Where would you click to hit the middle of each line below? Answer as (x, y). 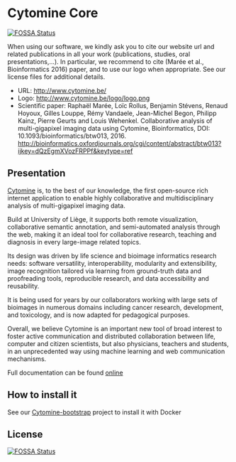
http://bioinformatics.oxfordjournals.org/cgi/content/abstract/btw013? (119, 143)
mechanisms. (27, 359)
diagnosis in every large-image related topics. (74, 242)
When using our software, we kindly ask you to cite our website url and (111, 46)
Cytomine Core (53, 13)
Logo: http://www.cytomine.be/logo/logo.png (84, 98)
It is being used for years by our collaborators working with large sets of (113, 299)
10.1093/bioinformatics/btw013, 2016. (72, 136)
